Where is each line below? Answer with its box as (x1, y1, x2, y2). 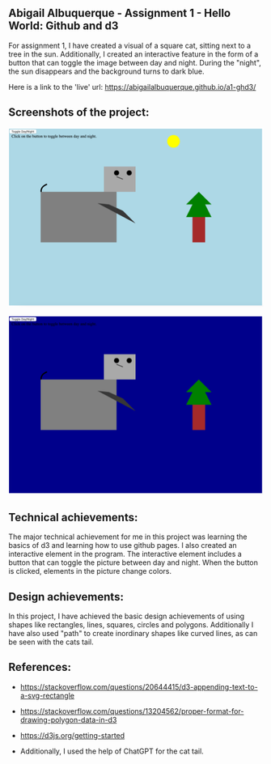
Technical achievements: (8, 510, 138, 524)
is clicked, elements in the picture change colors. (8, 567, 172, 576)
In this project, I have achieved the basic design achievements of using (8, 611, 245, 621)
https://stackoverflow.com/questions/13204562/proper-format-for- (19, 706, 244, 715)
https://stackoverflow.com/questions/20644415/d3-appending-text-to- (19, 681, 258, 691)
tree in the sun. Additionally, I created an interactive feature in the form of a (8, 49, 259, 59)
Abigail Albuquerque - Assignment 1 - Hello (8, 6, 231, 20)
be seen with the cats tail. (8, 637, 95, 647)
